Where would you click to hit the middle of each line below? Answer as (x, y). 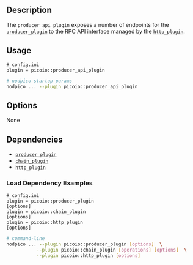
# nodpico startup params (39, 81)
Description (29, 10)
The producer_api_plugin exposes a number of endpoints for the (88, 24)
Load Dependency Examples (49, 183)
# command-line (26, 239)
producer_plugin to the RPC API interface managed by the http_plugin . (96, 31)
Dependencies (35, 139)
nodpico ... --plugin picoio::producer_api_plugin (72, 86)
